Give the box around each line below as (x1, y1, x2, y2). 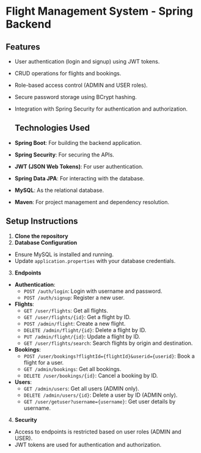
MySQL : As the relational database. (14, 186, 104, 194)
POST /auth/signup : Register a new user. (23, 293, 125, 301)
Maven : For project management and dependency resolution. (14, 198, 169, 205)
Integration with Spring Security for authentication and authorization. (14, 105, 188, 112)
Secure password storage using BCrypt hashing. (14, 94, 137, 100)
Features (5, 42, 40, 52)
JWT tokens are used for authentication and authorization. (14, 441, 162, 448)
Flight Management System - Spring (5, 4, 194, 18)
